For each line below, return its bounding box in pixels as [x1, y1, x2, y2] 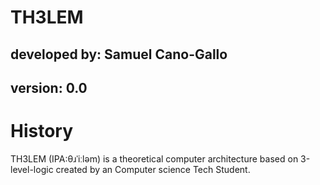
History [10, 120, 74, 143]
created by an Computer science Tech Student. [55, 163, 251, 175]
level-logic [10, 163, 54, 175]
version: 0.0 [10, 79, 88, 96]
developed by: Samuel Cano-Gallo [10, 46, 228, 63]
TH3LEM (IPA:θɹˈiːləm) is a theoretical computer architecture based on [10, 152, 299, 165]
